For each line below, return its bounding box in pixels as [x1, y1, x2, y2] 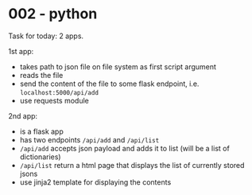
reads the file [19, 70, 64, 80]
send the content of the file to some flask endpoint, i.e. [19, 79, 200, 88]
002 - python [8, 5, 98, 23]
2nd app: [8, 111, 38, 120]
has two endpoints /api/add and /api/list [19, 135, 160, 144]
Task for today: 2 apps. [8, 31, 84, 41]
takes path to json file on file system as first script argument [19, 61, 217, 72]
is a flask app [19, 127, 64, 136]
